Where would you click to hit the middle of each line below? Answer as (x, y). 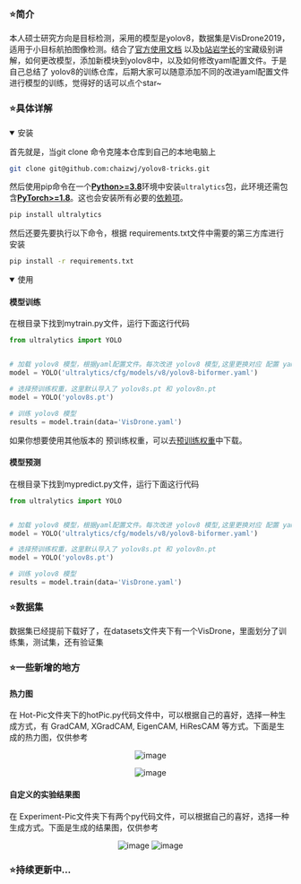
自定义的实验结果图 (45, 794)
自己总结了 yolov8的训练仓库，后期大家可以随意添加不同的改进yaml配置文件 (149, 72)
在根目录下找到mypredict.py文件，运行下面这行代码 (104, 484)
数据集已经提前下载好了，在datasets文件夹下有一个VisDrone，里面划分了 (144, 631)
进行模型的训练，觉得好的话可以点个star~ (86, 83)
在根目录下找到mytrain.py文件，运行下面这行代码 (99, 324)
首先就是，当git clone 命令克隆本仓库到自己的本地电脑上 (113, 152)
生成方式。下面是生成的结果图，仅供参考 (84, 828)
